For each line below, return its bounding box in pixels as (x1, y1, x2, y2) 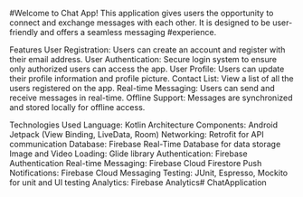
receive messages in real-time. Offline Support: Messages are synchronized (9, 92, 293, 103)
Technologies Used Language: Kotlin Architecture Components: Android (9, 119, 279, 130)
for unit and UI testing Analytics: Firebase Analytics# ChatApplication (9, 177, 267, 188)
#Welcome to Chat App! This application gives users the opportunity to (9, 8, 274, 18)
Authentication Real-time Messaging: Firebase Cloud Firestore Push (9, 158, 262, 168)
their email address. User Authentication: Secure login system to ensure (9, 54, 278, 64)
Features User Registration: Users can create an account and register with (9, 44, 286, 55)
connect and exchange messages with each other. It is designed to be (9, 17, 271, 28)
